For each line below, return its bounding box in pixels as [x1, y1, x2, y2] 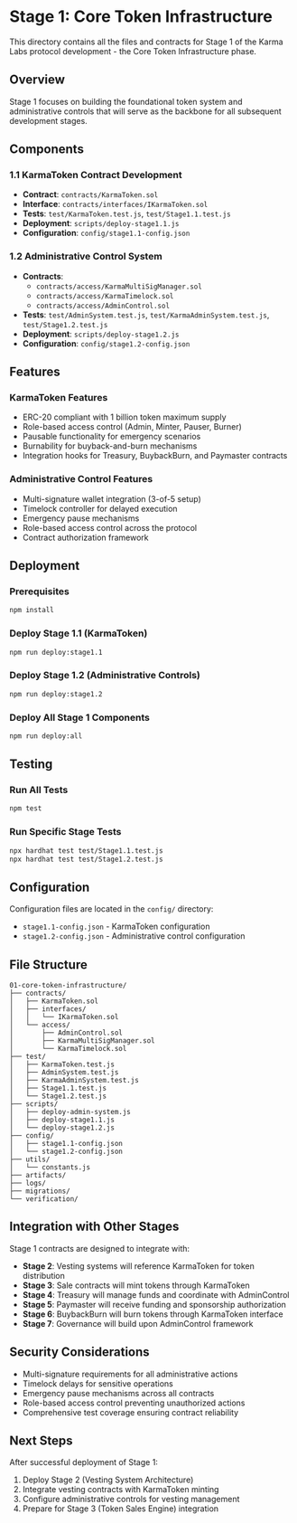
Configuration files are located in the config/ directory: [9, 903, 214, 914]
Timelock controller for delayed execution [22, 503, 178, 514]
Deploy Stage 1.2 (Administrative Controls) [9, 669, 201, 682]
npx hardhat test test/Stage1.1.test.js [9, 846, 164, 856]
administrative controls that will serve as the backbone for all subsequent [9, 106, 282, 117]
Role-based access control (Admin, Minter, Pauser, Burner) [22, 421, 242, 432]
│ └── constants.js [9, 1163, 91, 1172]
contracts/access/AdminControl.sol [35, 301, 170, 310]
